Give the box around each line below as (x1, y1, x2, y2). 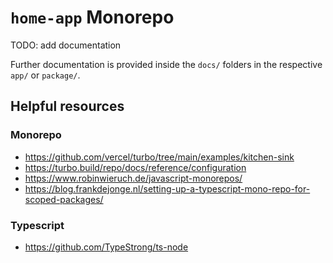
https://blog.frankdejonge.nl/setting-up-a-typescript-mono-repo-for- (24, 182, 311, 195)
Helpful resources (10, 98, 125, 115)
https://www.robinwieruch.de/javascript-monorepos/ (24, 172, 243, 184)
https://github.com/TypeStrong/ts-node (24, 241, 189, 253)
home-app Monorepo (10, 6, 175, 29)
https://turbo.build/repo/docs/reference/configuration (24, 161, 247, 173)
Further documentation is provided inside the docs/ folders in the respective (10, 58, 323, 70)
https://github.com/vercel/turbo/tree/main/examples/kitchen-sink (24, 151, 295, 163)
